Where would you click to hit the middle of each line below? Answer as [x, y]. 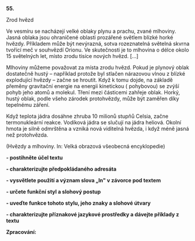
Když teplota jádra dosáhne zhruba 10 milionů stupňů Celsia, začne [87, 116]
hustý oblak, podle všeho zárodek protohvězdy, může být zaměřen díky [93, 99]
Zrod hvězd [20, 20]
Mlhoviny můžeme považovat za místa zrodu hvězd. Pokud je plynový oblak [98, 67]
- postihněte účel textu [35, 157]
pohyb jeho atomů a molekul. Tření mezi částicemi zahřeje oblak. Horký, [93, 92]
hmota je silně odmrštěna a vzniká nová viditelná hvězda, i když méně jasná [97, 129]
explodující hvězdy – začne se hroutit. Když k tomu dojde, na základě [90, 80]
